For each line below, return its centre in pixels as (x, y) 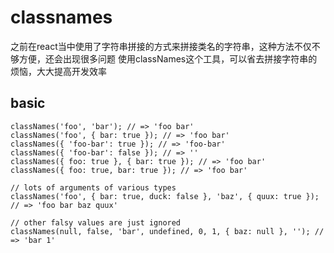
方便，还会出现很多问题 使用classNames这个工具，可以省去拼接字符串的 (168, 58)
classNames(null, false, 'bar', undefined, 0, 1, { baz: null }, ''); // (167, 231)
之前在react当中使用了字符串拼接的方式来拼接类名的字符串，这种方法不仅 (161, 46)
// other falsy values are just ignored (96, 222)
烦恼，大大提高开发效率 (58, 71)
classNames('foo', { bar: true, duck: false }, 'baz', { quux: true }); (165, 196)
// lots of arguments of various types (93, 187)
